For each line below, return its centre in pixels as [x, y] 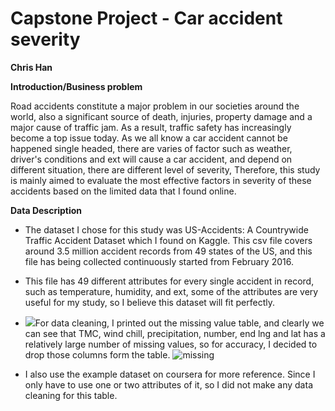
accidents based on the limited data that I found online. [123, 191]
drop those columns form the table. [97, 354]
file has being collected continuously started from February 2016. [159, 261]
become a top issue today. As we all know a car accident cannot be [149, 138]
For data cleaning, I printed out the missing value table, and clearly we [179, 323]
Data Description [46, 210]
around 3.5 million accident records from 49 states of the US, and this [168, 251]
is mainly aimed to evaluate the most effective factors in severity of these [161, 180]
